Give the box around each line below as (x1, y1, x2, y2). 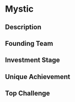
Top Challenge (5, 89, 50, 98)
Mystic (5, 3, 34, 15)
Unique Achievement (5, 72, 71, 81)
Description (5, 23, 41, 31)
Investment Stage (5, 56, 60, 64)
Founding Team (5, 39, 54, 47)
